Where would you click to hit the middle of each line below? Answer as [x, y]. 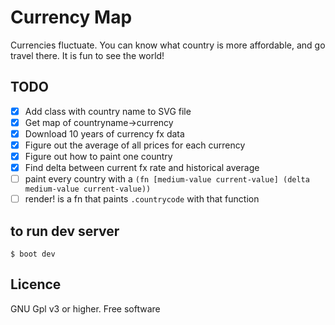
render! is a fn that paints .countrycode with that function [142, 199]
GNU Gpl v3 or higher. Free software [85, 308]
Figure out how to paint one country [98, 156]
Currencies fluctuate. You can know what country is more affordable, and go [168, 45]
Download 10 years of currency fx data [104, 133]
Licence [36, 284]
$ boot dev [33, 254]
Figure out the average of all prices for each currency [135, 145]
